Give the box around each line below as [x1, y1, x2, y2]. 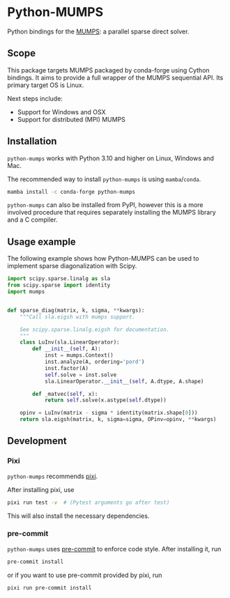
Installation [7, 135, 57, 147]
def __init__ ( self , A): [32, 346, 101, 353]
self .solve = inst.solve [44, 371, 117, 378]
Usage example [7, 236, 77, 247]
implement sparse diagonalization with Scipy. [7, 262, 137, 270]
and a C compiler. [7, 215, 58, 224]
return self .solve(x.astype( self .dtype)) [44, 397, 167, 404]
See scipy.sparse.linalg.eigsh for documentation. [20, 325, 170, 333]
